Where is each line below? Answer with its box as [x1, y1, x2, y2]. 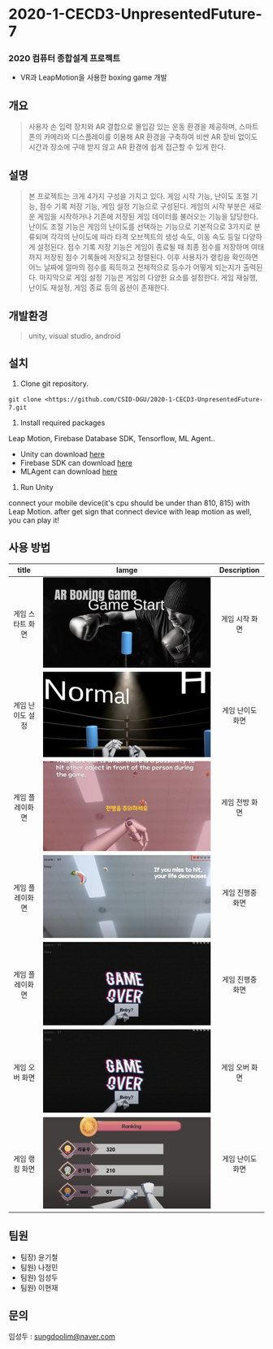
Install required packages [19, 418, 106, 427]
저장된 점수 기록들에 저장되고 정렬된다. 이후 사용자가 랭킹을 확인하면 [43, 253, 258, 262]
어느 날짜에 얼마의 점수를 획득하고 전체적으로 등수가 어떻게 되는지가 [28, 262, 241, 272]
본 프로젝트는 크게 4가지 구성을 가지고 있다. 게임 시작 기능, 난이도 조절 [28, 192, 249, 202]
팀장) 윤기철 [19, 1252, 58, 1262]
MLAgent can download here [19, 466, 118, 476]
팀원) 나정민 [19, 1262, 58, 1272]
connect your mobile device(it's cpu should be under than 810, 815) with [8, 497, 250, 508]
